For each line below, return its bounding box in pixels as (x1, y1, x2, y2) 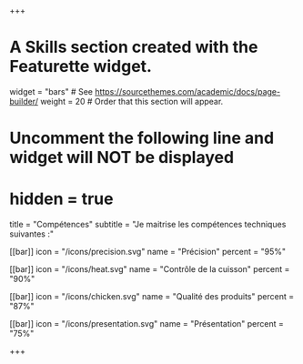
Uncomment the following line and (9, 128, 275, 148)
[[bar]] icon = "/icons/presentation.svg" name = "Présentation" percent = (9, 318, 285, 329)
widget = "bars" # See (9, 86, 94, 96)
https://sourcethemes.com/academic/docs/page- (95, 86, 280, 96)
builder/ (9, 96, 39, 106)
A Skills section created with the (9, 37, 258, 57)
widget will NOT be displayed (9, 147, 235, 168)
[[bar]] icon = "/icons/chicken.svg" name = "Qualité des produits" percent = (9, 291, 294, 302)
